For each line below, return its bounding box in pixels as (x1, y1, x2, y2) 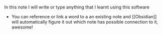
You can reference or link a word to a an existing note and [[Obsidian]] (11, 14, 157, 19)
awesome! (11, 24, 33, 30)
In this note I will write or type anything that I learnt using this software (4, 4, 149, 10)
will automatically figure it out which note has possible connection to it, (11, 19, 158, 25)
